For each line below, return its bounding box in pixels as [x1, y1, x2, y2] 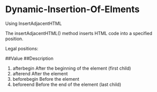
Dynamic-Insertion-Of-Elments [5, 4, 140, 15]
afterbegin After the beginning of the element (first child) [12, 65, 131, 71]
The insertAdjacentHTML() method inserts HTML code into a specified [5, 30, 153, 36]
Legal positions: [5, 45, 38, 51]
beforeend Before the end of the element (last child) [12, 81, 122, 87]
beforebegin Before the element [12, 76, 80, 82]
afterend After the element [12, 70, 68, 77]
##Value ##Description [5, 55, 54, 62]
